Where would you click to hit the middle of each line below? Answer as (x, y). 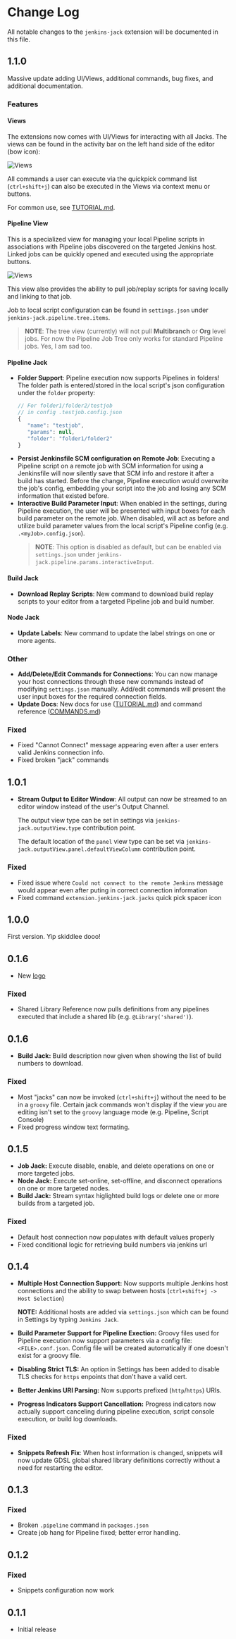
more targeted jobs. (46, 1173)
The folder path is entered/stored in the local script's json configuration (121, 385)
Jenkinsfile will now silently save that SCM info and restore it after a (116, 473)
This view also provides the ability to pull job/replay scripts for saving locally (118, 289)
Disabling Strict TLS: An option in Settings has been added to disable (118, 1369)
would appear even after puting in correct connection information (112, 890)
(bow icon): (24, 151)
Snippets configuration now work (66, 1590)
